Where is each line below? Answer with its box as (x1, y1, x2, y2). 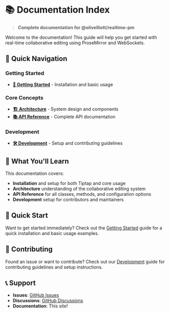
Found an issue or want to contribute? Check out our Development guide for (5, 258, 165, 265)
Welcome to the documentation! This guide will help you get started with (5, 34, 157, 40)
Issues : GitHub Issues (12, 292, 60, 298)
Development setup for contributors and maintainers (12, 197, 124, 203)
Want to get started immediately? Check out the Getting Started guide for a (5, 225, 162, 231)
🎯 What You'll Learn (5, 156, 69, 166)
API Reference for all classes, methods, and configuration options (12, 191, 152, 197)
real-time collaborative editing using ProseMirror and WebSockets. (5, 39, 145, 46)
